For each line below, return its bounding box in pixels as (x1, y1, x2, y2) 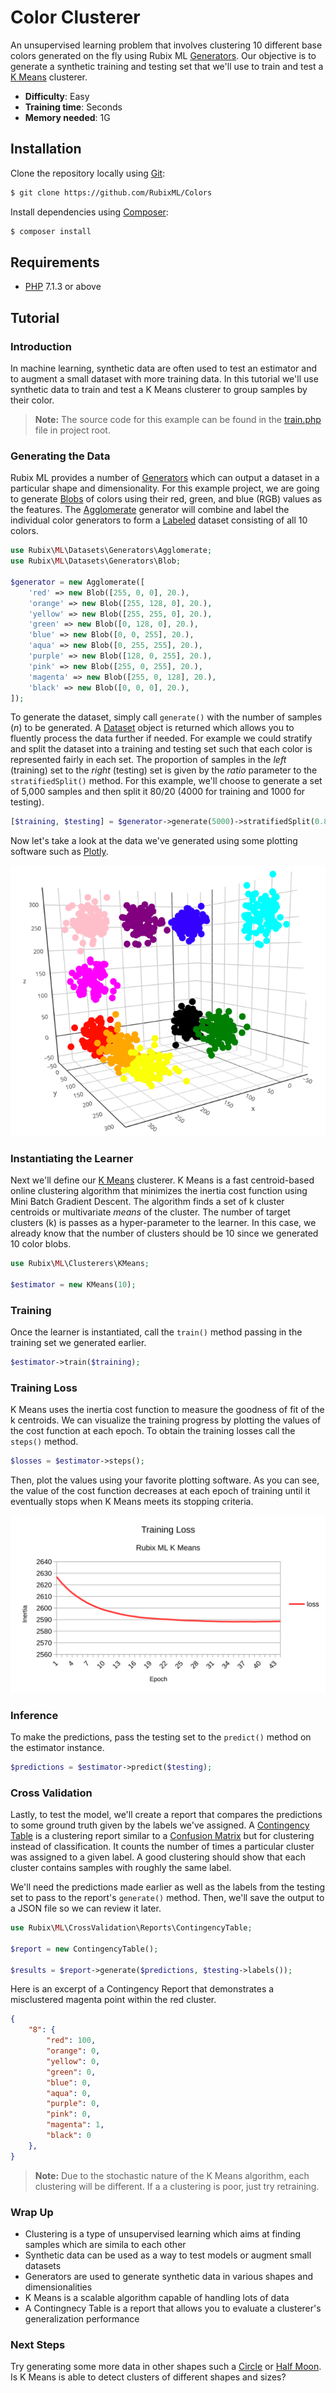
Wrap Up (10, 2205, 54, 2219)
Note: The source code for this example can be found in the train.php (34, 414, 322, 425)
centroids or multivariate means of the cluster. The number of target (10, 1206, 291, 1218)
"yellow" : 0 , (46, 2056, 101, 2066)
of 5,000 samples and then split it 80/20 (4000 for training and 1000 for (10, 786, 306, 798)
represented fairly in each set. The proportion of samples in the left (10, 754, 287, 766)
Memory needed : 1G (24, 111, 111, 123)
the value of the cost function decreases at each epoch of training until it (10, 1485, 311, 1497)
